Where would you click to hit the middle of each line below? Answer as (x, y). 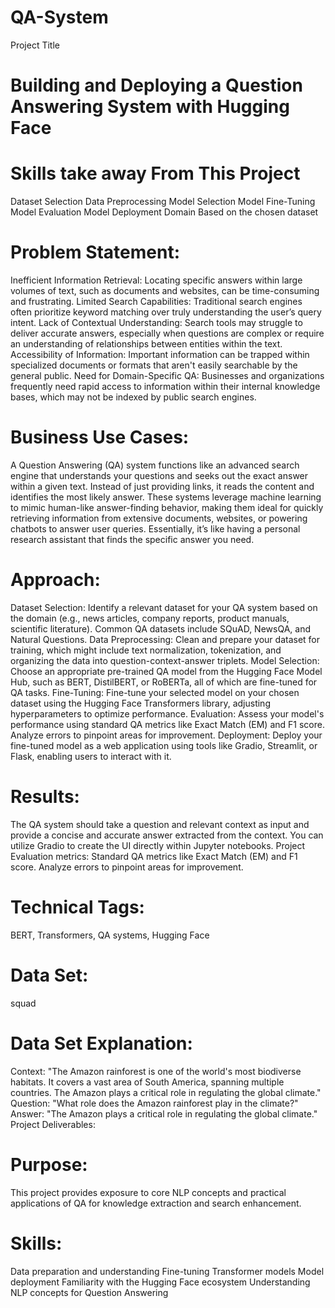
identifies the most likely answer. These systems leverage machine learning (166, 497)
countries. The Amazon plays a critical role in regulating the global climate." (166, 1092)
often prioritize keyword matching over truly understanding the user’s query (166, 312)
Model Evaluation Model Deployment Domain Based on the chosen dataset (164, 212)
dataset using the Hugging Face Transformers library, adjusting (140, 703)
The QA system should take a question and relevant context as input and (160, 824)
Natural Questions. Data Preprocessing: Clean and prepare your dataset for (165, 639)
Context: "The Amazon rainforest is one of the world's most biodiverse (156, 1071)
